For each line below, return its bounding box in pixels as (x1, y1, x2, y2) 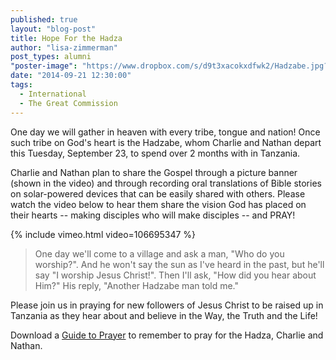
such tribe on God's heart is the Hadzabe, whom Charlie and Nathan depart (10, 136, 322, 148)
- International (19, 89, 87, 99)
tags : (10, 80, 33, 90)
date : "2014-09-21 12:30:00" (10, 71, 132, 81)
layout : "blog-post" (10, 24, 97, 34)
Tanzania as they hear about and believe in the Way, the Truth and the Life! (10, 309, 318, 321)
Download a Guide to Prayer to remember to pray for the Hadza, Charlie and (10, 329, 324, 341)
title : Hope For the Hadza (10, 33, 123, 43)
